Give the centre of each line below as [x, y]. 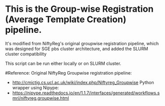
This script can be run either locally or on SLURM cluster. [63, 63]
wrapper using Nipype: [36, 87]
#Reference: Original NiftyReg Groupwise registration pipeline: [68, 73]
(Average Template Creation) [66, 19]
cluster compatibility [26, 54]
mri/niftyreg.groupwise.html [41, 98]
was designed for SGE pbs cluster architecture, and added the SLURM [77, 49]
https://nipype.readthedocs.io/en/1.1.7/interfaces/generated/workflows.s [86, 93]
